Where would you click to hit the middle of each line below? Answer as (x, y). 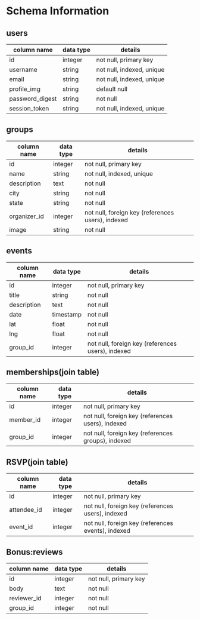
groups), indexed (107, 441)
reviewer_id (25, 598)
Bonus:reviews (35, 552)
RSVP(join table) (37, 462)
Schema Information (58, 11)
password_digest (33, 99)
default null (112, 89)
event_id (21, 527)
